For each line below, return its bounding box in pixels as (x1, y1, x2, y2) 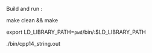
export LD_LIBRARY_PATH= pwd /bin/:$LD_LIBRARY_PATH (6, 28, 146, 36)
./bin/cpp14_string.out (6, 40, 61, 47)
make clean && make (6, 17, 59, 23)
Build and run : (6, 5, 43, 12)
